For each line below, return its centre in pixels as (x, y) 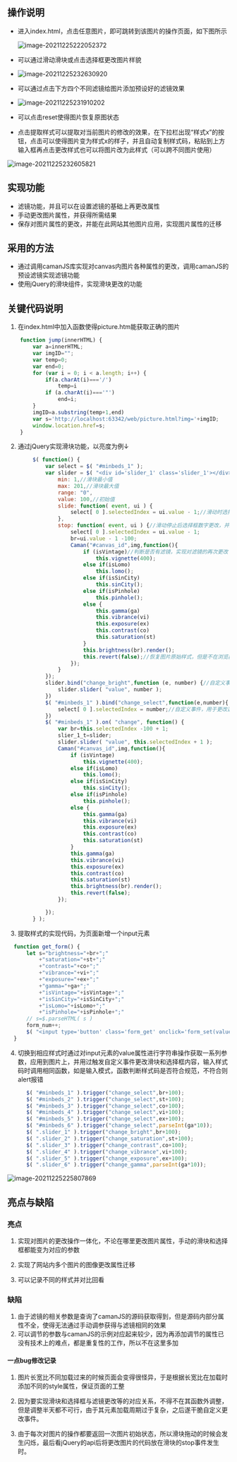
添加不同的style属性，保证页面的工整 (71, 1386)
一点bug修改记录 (32, 1360)
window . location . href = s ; (69, 426)
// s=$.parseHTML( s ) (59, 1019)
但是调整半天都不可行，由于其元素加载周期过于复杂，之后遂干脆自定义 (120, 1410)
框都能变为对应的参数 (48, 1250)
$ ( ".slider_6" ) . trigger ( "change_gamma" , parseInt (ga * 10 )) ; (116, 1165)
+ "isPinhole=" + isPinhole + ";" (81, 1012)
